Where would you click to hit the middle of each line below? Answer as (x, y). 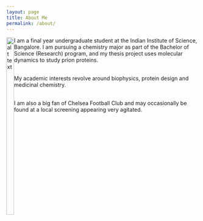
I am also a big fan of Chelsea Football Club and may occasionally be (101, 103)
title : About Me (27, 18)
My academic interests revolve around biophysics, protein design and (101, 78)
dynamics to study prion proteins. (56, 60)
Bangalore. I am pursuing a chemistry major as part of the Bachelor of (101, 47)
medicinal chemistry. (40, 85)
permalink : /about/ (31, 23)
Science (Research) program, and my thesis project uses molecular (98, 54)
